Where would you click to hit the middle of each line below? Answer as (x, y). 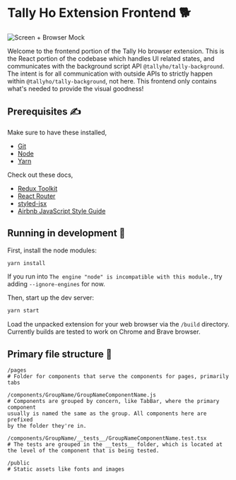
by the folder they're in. (47, 426)
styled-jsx (32, 203)
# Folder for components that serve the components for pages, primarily (118, 377)
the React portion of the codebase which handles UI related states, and (111, 58)
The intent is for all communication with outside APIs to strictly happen (110, 74)
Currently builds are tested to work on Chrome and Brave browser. (104, 332)
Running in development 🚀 (66, 233)
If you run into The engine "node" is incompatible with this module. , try (115, 276)
